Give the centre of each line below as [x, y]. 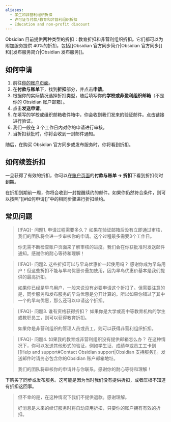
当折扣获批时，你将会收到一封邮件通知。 [55, 134]
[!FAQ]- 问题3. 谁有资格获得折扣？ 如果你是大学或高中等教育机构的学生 [92, 311]
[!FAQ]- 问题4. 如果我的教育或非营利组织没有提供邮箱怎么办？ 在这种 [89, 339]
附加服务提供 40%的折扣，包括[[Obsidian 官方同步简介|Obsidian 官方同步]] [84, 46]
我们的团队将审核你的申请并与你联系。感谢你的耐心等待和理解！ [84, 369]
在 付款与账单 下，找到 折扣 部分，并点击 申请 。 [60, 89]
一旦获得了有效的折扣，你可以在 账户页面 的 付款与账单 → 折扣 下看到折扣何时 [84, 175]
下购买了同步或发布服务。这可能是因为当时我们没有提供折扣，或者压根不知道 [85, 380]
